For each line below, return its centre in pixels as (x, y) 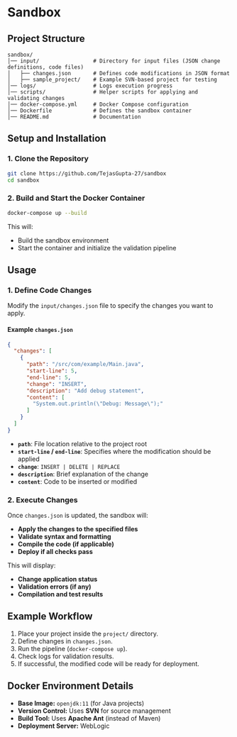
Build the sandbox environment (63, 240)
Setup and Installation (57, 139)
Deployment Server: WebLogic (64, 726)
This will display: (32, 565)
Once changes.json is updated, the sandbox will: (78, 516)
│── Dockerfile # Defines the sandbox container (100, 111)
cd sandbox (23, 180)
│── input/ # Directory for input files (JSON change (114, 61)
